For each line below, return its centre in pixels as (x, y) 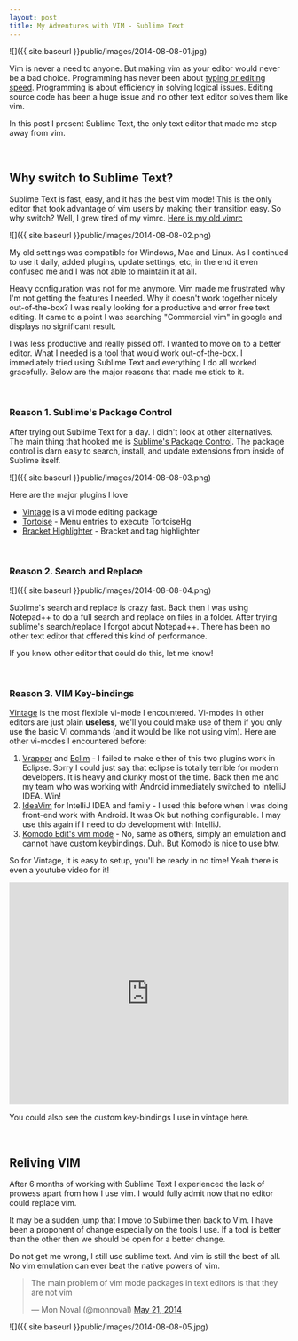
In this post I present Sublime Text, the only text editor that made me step (143, 123)
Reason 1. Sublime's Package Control (91, 413)
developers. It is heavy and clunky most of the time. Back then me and (150, 777)
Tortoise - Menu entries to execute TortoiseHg (106, 521)
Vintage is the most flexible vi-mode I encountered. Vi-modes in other (137, 713)
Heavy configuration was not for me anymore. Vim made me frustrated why (147, 289)
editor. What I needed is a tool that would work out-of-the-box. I (126, 353)
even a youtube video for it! (59, 870)
